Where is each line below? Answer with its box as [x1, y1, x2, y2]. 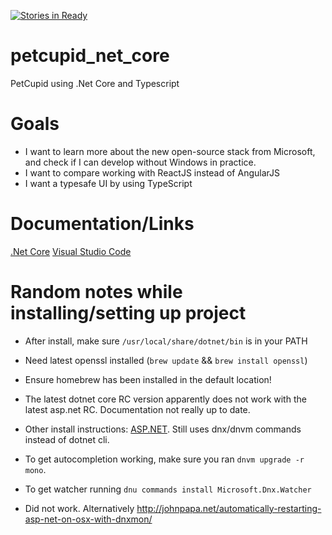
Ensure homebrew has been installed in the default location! [24, 373, 272, 385]
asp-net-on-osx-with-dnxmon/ [24, 513, 153, 525]
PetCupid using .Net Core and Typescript [10, 77, 180, 89]
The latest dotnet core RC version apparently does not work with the [24, 393, 307, 405]
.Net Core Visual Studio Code [10, 245, 132, 257]
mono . [24, 463, 47, 475]
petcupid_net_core [10, 45, 170, 67]
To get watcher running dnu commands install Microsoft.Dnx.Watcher [24, 483, 312, 495]
